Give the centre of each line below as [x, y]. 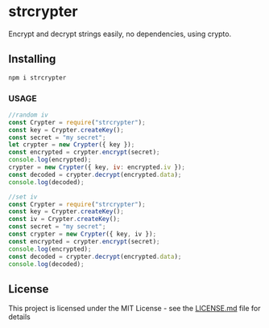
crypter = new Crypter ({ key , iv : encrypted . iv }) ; [97, 167]
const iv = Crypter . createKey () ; [64, 219]
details [19, 317]
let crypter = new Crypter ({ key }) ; [72, 145]
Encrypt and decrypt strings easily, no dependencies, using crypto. [120, 34]
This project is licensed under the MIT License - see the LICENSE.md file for [134, 309]
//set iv [23, 197]
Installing [32, 59]
